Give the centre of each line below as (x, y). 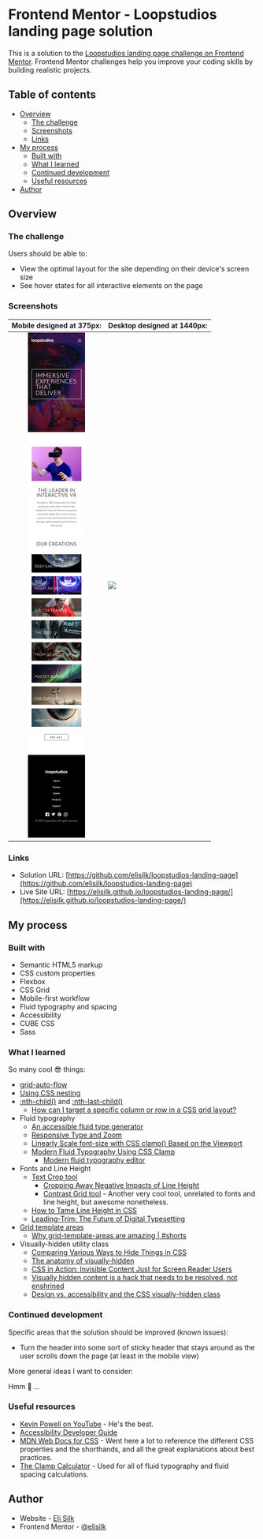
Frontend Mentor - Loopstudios (113, 15)
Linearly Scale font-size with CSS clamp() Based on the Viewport (137, 1144)
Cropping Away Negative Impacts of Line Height (121, 1185)
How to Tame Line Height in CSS (84, 1211)
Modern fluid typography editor (94, 1160)
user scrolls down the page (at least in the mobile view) (109, 1356)
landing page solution (81, 31)
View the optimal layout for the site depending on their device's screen (134, 269)
